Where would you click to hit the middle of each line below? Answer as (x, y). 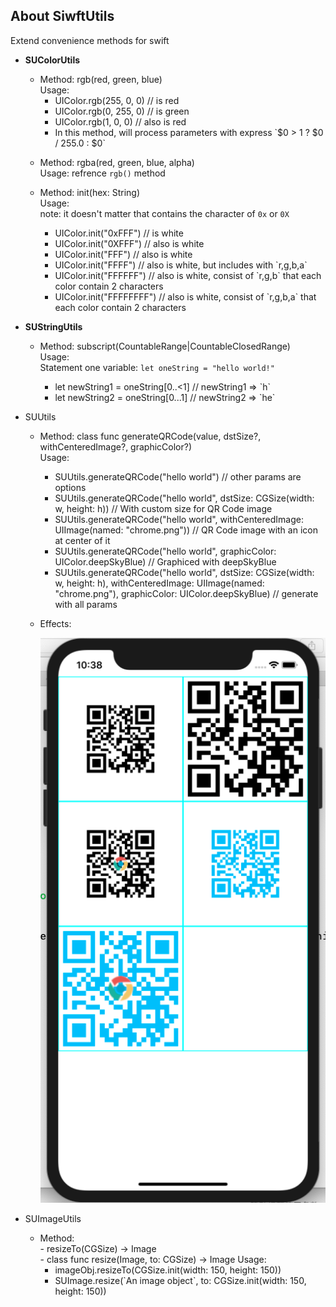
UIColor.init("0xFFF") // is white (119, 233)
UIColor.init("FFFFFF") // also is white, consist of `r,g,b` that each (188, 275)
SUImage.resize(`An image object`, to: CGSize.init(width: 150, (180, 1280)
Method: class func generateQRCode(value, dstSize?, (150, 436)
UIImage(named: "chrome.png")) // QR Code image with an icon (186, 530)
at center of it (82, 540)
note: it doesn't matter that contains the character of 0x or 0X (164, 213)
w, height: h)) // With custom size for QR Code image (163, 508)
